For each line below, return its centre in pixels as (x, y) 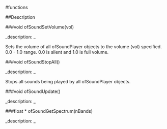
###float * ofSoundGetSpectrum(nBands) (49, 111)
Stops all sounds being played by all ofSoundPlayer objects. (68, 82)
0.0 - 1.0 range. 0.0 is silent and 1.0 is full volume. (57, 52)
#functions (17, 7)
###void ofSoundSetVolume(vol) (40, 27)
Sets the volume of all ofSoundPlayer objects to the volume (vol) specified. (83, 47)
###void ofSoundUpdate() (33, 91)
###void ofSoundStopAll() (33, 62)
